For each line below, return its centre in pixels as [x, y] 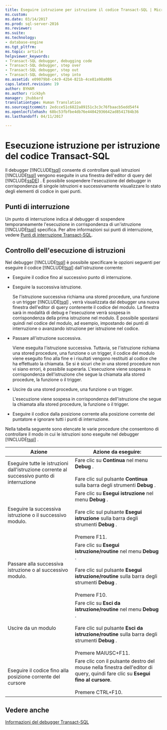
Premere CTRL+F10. [99, 693]
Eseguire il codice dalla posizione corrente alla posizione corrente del [83, 414]
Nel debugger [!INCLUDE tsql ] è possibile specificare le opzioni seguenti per [83, 262]
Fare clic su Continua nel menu [111, 461]
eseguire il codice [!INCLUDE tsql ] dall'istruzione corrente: [64, 268]
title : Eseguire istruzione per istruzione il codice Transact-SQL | [79, 10]
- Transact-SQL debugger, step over [43, 65]
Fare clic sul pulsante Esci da [109, 628]
